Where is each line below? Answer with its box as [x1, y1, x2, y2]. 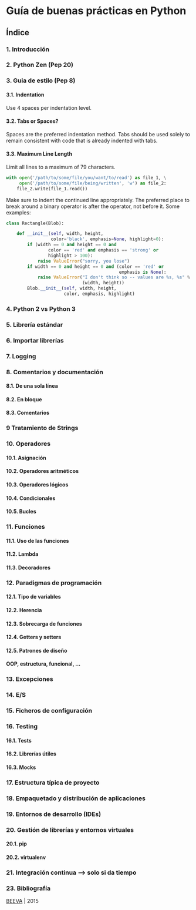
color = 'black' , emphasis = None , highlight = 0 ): [50, 236, 164, 242]
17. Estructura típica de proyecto [6, 778, 100, 787]
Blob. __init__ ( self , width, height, [27, 286, 117, 291]
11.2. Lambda [6, 550, 39, 558]
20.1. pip [6, 840, 28, 847]
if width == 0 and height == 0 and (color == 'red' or [27, 263, 164, 270]
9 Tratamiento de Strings [6, 424, 79, 432]
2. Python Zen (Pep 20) [6, 61, 73, 69]
